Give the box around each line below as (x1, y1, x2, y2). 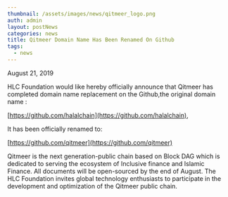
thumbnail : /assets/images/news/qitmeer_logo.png (7, 10, 156, 18)
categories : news (7, 30, 58, 37)
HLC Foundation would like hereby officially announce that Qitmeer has (7, 82, 213, 91)
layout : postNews (7, 23, 58, 30)
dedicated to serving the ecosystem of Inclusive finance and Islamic (7, 159, 205, 167)
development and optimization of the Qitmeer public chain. (7, 182, 178, 190)
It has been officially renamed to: (7, 125, 103, 133)
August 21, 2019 (7, 68, 54, 77)
